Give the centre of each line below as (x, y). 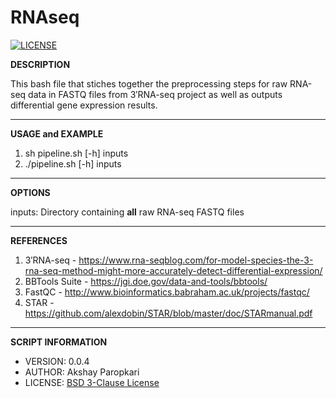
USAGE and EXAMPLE (57, 133)
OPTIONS (30, 192)
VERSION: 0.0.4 (57, 361)
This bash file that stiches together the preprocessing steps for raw (149, 83)
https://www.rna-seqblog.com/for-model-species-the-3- (196, 260)
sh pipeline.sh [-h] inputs (76, 153)
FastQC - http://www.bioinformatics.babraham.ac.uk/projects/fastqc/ (167, 292)
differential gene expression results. (84, 105)
